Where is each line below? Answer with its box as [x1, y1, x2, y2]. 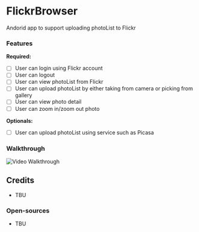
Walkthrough [6, 144, 45, 152]
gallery [14, 92, 32, 99]
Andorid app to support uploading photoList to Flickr [6, 24, 136, 31]
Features [6, 39, 33, 48]
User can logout [14, 71, 55, 79]
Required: [6, 53, 31, 60]
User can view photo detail [14, 98, 82, 105]
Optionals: [6, 117, 33, 124]
